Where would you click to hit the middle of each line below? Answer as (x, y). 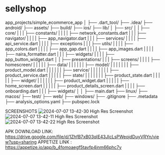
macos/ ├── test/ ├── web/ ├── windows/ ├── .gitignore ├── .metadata (81, 96)
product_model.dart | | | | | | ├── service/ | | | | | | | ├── (62, 70)
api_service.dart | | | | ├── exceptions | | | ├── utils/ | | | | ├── (69, 43)
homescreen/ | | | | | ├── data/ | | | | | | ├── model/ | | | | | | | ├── (72, 65)
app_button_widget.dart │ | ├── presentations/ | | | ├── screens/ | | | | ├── (82, 59)
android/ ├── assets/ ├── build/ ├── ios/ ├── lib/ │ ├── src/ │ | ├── (77, 27)
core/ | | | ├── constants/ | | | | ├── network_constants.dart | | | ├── (76, 33)
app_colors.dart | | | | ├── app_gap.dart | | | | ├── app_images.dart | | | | (79, 49)
